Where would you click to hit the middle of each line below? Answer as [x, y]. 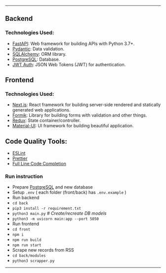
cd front [21, 230]
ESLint [19, 153]
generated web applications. [41, 110]
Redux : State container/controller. [46, 120]
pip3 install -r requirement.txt [47, 209]
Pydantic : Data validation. [38, 49]
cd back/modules [29, 256]
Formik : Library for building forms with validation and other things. [80, 115]
